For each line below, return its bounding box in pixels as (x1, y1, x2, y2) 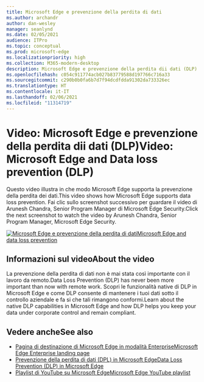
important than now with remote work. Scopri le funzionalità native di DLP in (6, 283, 197, 290)
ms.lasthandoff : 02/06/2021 (6, 94, 78, 100)
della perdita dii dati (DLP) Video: (6, 139, 174, 153)
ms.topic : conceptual (6, 43, 62, 50)
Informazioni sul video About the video (6, 254, 155, 264)
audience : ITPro (6, 37, 47, 43)
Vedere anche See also (6, 326, 93, 337)
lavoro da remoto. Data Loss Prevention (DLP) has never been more (6, 276, 175, 284)
